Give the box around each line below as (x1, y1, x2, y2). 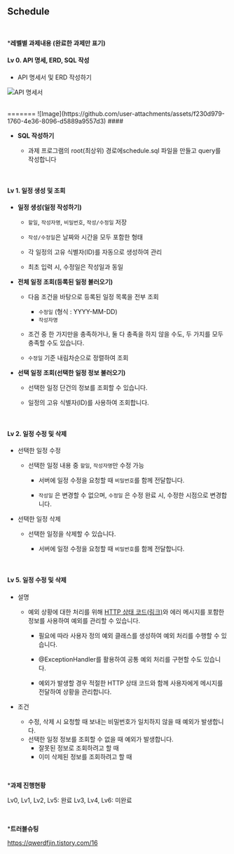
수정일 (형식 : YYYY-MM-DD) (38, 308, 118, 316)
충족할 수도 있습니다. (27, 339, 85, 347)
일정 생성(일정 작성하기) (17, 203, 82, 211)
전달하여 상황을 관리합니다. (38, 688, 112, 696)
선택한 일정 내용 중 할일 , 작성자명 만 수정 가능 (27, 461, 145, 470)
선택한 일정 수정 (17, 446, 61, 455)
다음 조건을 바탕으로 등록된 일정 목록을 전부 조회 (27, 293, 159, 301)
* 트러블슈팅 (7, 825, 39, 833)
